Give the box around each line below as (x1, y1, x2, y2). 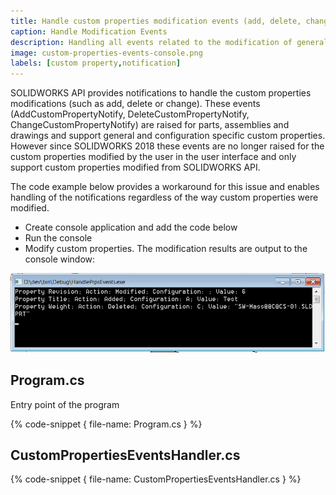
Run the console (24, 232, 93, 244)
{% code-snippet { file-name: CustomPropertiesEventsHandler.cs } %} (10, 473, 302, 485)
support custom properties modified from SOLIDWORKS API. (10, 161, 261, 174)
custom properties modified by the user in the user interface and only (10, 151, 297, 163)
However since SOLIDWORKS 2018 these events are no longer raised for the (10, 140, 325, 152)
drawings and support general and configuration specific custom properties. (10, 130, 326, 142)
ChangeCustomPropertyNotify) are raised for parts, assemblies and (10, 119, 290, 131)
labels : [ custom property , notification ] (10, 58, 182, 69)
